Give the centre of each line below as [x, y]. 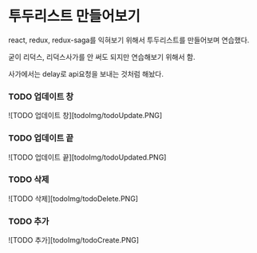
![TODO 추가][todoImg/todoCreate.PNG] [74, 240]
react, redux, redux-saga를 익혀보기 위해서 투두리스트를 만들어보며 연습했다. [129, 40]
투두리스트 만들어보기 [75, 16]
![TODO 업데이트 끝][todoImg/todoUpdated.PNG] [87, 157]
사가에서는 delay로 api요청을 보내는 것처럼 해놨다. [86, 73]
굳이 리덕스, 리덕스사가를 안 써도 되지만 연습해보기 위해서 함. [102, 57]
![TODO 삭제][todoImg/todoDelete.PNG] [73, 198]
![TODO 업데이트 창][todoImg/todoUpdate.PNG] [85, 116]
